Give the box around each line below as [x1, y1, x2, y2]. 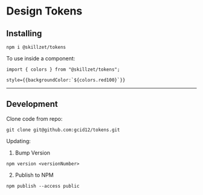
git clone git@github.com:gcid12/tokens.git [6, 127, 120, 133]
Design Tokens [6, 4, 83, 18]
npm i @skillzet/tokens [6, 44, 66, 50]
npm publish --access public [6, 183, 80, 189]
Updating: [6, 137, 31, 144]
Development [6, 99, 59, 109]
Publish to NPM [14, 171, 54, 179]
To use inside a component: [6, 55, 76, 62]
